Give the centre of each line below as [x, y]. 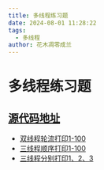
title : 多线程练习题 [38, 15]
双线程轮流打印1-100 [53, 138]
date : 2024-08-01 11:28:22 [52, 23]
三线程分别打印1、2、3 [56, 158]
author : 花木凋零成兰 [40, 45]
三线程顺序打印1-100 [53, 149]
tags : [17, 30]
